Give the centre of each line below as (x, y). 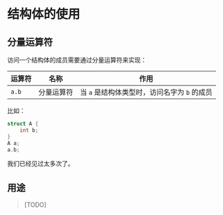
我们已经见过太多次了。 (41, 164)
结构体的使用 (44, 14)
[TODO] (35, 205)
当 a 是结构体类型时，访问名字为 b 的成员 (146, 92)
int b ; (29, 130)
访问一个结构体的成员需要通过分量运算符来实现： (77, 60)
